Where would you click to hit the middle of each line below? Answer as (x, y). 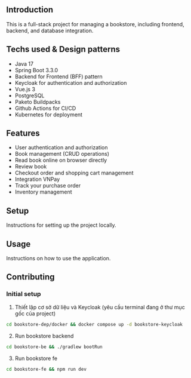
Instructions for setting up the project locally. (61, 225)
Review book (31, 167)
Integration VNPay (37, 179)
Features (23, 133)
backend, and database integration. (50, 30)
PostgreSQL (30, 96)
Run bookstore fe (36, 358)
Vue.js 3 (25, 89)
